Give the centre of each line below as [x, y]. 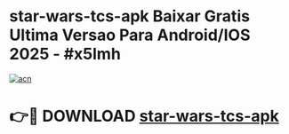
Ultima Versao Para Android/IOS [130, 35]
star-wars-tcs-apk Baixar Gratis [130, 16]
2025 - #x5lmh [65, 54]
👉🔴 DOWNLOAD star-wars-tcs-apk [144, 116]
